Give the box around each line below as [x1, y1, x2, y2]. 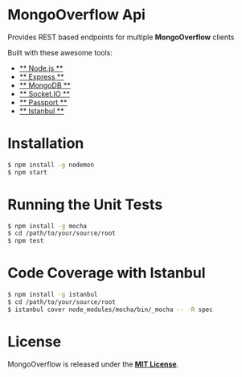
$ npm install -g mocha [7, 222, 88, 230]
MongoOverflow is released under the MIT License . [7, 359, 179, 369]
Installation [7, 134, 84, 153]
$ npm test [7, 237, 44, 245]
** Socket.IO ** [18, 88, 70, 98]
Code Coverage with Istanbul [7, 264, 206, 282]
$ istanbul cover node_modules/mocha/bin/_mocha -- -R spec [7, 305, 214, 313]
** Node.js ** [18, 63, 64, 73]
